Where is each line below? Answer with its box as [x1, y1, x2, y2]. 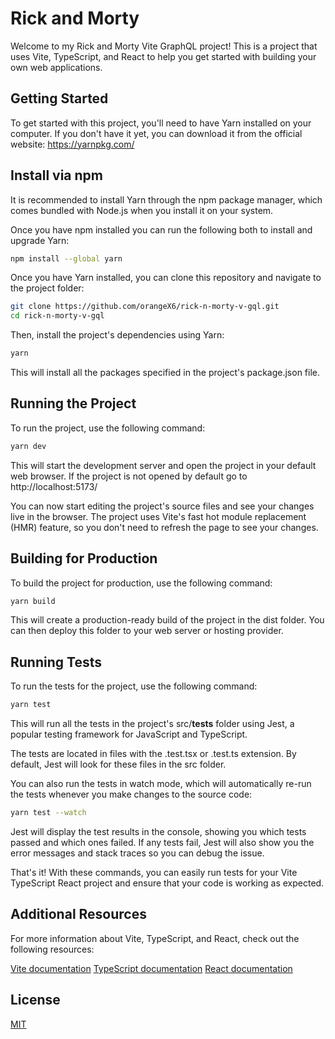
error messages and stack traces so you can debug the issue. [10, 847, 265, 859]
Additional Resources [10, 906, 147, 923]
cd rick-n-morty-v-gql [10, 311, 105, 321]
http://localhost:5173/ [10, 480, 98, 492]
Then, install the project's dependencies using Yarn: [10, 329, 225, 341]
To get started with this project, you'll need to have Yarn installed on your [10, 117, 312, 129]
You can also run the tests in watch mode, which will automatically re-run [10, 778, 312, 790]
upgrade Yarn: [10, 234, 70, 246]
